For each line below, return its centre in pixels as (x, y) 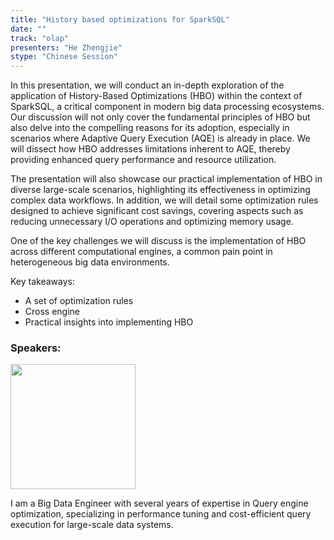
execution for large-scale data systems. (92, 525)
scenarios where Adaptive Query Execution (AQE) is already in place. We (160, 138)
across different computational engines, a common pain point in (141, 252)
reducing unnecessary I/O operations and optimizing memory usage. (152, 222)
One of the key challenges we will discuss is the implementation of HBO (158, 241)
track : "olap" (40, 38)
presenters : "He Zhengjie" (66, 47)
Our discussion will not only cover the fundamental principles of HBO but (160, 117)
